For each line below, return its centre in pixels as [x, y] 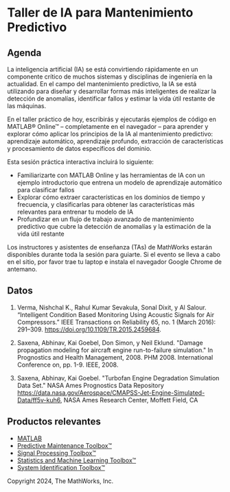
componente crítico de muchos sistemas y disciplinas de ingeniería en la [110, 76]
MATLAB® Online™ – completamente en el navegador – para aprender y [108, 126]
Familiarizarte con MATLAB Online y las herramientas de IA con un [111, 175]
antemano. [22, 269]
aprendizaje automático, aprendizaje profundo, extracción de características [115, 141]
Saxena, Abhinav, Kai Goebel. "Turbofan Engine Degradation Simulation [118, 378]
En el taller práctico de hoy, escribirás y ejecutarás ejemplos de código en [112, 119]
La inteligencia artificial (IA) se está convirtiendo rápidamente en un [103, 69]
